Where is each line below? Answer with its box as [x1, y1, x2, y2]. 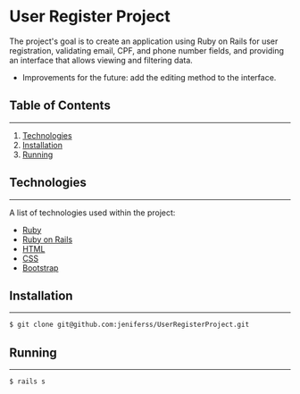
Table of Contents [9, 98, 112, 113]
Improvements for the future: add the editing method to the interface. [21, 71, 277, 82]
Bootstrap [21, 262, 59, 273]
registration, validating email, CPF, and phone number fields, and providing [9, 45, 284, 55]
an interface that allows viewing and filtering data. [9, 54, 194, 65]
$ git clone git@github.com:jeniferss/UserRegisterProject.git [9, 320, 250, 330]
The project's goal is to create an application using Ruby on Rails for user [9, 36, 279, 46]
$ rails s [9, 377, 46, 386]
